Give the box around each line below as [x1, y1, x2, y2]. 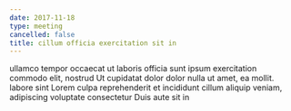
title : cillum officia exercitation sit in [9, 38, 177, 48]
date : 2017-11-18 [9, 13, 75, 23]
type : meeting [9, 22, 64, 31]
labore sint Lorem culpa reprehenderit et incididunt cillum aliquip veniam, [9, 82, 283, 93]
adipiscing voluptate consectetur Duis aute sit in [9, 92, 190, 103]
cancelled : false [9, 30, 75, 39]
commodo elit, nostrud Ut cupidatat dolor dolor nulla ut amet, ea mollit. [9, 73, 275, 84]
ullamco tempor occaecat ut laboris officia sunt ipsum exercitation [9, 63, 257, 74]
